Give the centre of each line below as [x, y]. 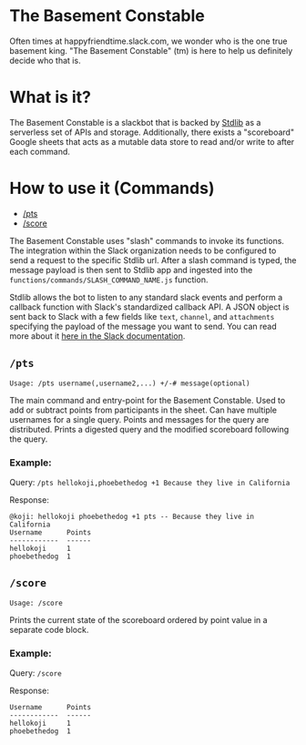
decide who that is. [45, 60]
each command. [40, 151]
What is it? [51, 97]
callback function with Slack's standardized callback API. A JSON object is [149, 307]
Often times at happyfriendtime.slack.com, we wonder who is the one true [148, 41]
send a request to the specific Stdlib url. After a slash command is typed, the [153, 260]
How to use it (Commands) [112, 189]
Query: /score [36, 673]
